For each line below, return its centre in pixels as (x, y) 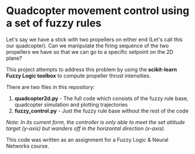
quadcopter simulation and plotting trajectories (71, 104)
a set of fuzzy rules (54, 23)
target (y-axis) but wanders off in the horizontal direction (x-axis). (86, 128)
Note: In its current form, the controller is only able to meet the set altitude (96, 122)
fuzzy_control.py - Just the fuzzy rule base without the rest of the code (102, 111)
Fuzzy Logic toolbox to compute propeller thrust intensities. (78, 76)
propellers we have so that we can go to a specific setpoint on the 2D (90, 52)
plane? (14, 58)
